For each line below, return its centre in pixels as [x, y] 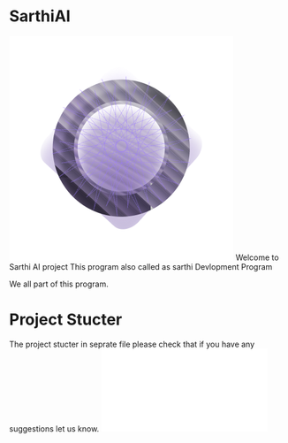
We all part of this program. [59, 284]
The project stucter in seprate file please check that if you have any [132, 344]
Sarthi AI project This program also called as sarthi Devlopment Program [141, 266]
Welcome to [258, 257]
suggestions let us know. [54, 428]
